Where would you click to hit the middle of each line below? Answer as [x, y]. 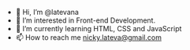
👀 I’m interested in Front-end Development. [86, 20]
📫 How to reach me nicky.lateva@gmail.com [88, 37]
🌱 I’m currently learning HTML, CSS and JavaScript [99, 29]
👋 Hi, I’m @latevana [47, 12]
